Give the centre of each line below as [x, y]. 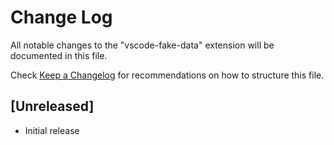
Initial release [52, 130]
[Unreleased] [52, 106]
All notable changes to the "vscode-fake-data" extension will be [142, 45]
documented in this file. [59, 55]
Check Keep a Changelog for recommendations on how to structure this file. [167, 75]
